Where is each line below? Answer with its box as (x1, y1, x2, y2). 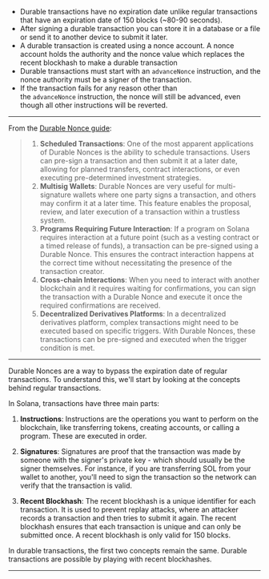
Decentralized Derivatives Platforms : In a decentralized (39, 309, 227, 319)
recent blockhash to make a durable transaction (19, 58, 178, 67)
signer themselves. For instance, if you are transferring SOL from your (19, 464, 251, 473)
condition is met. (39, 344, 95, 352)
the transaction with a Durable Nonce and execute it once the (39, 292, 243, 301)
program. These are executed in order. (19, 432, 147, 440)
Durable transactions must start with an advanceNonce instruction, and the (19, 66, 261, 75)
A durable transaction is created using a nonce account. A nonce (19, 41, 235, 50)
